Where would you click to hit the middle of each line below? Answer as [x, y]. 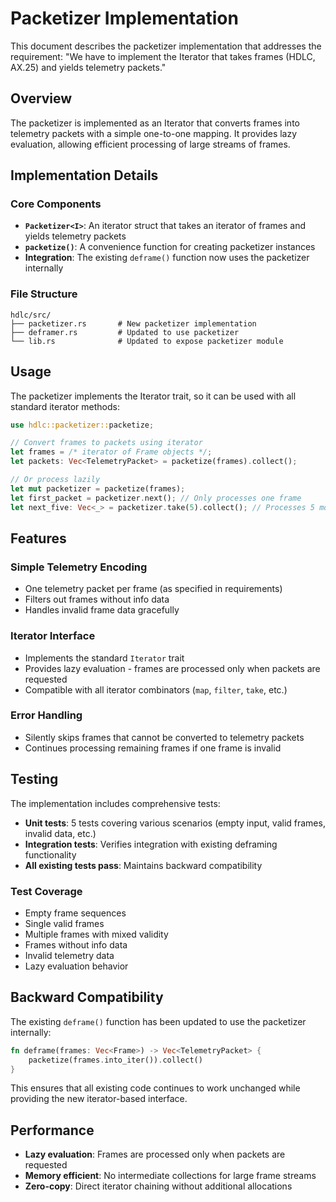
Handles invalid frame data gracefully [102, 610]
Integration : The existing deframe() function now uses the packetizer [167, 258]
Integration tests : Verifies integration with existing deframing [151, 844]
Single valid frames [64, 923]
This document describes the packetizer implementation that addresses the [166, 46]
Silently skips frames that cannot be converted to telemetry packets [164, 737]
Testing [34, 779]
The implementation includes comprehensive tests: [115, 803]
